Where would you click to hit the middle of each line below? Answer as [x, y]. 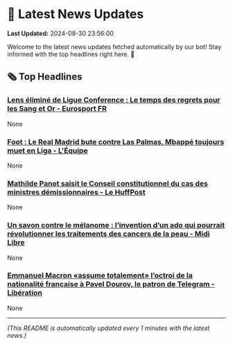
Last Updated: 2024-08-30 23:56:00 [61, 33]
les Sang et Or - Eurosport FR [57, 109]
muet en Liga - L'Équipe [48, 150]
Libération [25, 293]
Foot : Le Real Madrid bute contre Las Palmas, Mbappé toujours [116, 141]
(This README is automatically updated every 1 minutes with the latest [109, 328]
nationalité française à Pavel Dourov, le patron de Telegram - [111, 284]
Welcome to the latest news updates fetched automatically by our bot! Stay [114, 46]
